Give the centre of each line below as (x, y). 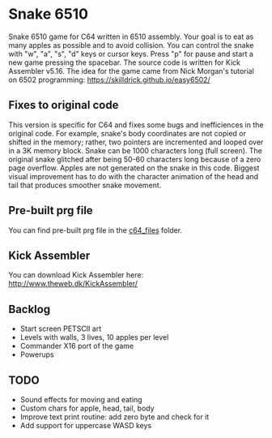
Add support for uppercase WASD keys (86, 425)
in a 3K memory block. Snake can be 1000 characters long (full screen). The (136, 150)
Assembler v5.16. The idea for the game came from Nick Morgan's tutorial (132, 71)
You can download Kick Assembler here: (76, 275)
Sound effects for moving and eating (81, 399)
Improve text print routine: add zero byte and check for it (115, 417)
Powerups (37, 354)
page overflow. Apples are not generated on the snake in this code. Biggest (134, 168)
